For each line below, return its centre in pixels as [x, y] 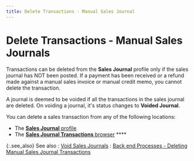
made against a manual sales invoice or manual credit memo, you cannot [94, 81]
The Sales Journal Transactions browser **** [71, 134]
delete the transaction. [33, 88]
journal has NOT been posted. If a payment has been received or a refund [95, 75]
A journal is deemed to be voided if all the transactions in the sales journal [95, 99]
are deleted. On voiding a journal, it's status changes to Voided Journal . [93, 105]
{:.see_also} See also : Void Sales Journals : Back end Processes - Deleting [97, 145]
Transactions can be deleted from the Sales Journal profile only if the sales [97, 69]
